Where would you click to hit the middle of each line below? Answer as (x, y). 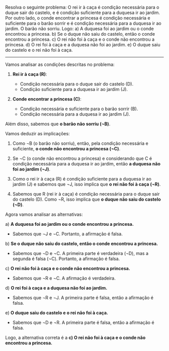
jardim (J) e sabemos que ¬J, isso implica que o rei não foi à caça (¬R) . (87, 184)
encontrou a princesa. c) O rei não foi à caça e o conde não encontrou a (80, 39)
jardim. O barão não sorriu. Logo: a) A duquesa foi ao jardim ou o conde (80, 29)
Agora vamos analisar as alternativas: (44, 214)
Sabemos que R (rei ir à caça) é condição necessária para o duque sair (86, 194)
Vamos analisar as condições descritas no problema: (60, 64)
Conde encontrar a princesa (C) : (47, 99)
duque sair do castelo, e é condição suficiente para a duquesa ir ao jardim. (82, 13)
